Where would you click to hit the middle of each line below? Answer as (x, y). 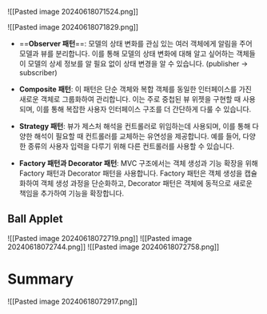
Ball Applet (35, 219)
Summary (40, 279)
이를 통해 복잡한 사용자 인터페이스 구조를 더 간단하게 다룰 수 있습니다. (144, 109)
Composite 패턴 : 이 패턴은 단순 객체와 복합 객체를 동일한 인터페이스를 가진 (135, 89)
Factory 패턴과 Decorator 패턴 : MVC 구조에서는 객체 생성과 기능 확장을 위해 (139, 163)
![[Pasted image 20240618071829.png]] (73, 27)
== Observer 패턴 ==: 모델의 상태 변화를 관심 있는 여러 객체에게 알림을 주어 (135, 44)
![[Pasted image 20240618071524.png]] (73, 12)
